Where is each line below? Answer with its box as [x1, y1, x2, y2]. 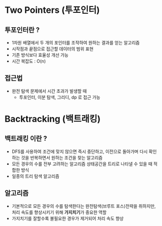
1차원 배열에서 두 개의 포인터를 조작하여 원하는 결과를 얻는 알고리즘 [11, 40, 140, 45]
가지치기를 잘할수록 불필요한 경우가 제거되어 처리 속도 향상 [11, 215, 124, 221]
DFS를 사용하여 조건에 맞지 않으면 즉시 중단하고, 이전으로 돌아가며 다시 [11, 149, 148, 154]
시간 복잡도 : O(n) [11, 58, 46, 64]
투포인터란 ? [4, 26, 40, 34]
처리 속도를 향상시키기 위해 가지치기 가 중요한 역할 [11, 209, 107, 215]
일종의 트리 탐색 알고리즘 [11, 173, 60, 179]
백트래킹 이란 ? [4, 134, 47, 143]
